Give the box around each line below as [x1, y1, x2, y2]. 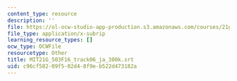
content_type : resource [7, 10, 78, 18]
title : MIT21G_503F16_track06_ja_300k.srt [7, 56, 134, 63]
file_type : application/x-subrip [7, 30, 106, 37]
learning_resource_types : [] [7, 37, 93, 44]
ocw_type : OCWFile [7, 43, 61, 50]
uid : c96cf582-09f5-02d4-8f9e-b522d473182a [7, 63, 138, 70]
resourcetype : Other [7, 50, 68, 57]
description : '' [7, 17, 55, 24]
